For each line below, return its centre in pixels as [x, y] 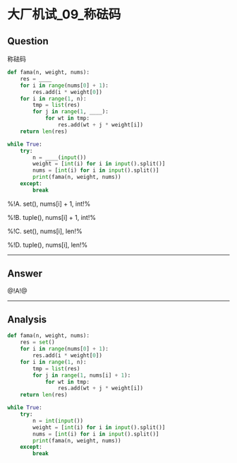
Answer [25, 274]
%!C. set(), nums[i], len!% [45, 231]
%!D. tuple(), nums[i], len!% [48, 245]
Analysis [27, 319]
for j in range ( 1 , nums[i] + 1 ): [82, 375]
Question [28, 41]
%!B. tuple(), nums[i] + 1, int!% [52, 217]
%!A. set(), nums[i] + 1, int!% [49, 204]
